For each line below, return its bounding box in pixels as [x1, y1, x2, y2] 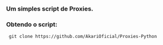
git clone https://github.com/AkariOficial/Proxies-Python [8, 34, 158, 40]
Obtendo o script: [6, 20, 58, 28]
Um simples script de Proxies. [6, 5, 93, 13]
